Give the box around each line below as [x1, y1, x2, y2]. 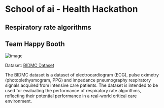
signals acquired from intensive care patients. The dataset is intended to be [5, 82, 159, 88]
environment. [5, 98, 32, 104]
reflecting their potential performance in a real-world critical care [5, 93, 137, 99]
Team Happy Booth [5, 39, 65, 48]
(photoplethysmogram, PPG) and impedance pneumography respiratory [5, 77, 151, 83]
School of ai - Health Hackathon [5, 3, 138, 15]
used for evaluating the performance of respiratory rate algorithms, [5, 88, 141, 94]
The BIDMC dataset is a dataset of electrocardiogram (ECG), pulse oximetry [5, 72, 159, 78]
